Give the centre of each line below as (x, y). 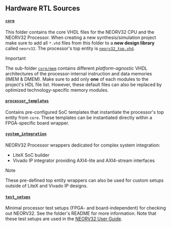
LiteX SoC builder (31, 155)
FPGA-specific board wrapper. (37, 123)
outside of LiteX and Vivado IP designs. (46, 186)
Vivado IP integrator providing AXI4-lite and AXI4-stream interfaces (84, 160)
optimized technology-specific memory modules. (57, 90)
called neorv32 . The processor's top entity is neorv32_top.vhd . (70, 48)
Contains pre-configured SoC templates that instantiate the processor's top (85, 112)
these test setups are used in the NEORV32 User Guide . (64, 219)
